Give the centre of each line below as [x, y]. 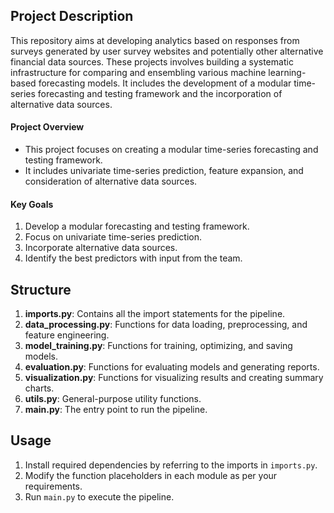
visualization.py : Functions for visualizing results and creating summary [174, 378]
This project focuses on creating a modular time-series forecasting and [171, 150]
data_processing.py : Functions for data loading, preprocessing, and [166, 325]
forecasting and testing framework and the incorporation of [160, 93]
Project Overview [47, 127]
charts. [39, 388]
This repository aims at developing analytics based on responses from [155, 40]
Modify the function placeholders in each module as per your [151, 475]
